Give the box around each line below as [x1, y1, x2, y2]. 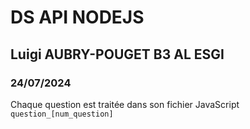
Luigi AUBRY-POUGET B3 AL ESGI [10, 46, 225, 63]
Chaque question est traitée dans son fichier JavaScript [10, 98, 240, 110]
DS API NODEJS [10, 6, 145, 29]
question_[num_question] [10, 109, 114, 119]
